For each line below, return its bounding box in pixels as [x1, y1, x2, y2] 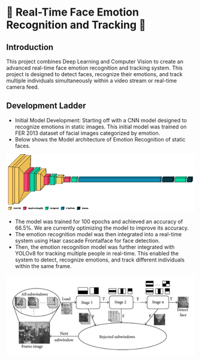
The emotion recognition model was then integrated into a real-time [14, 230, 182, 237]
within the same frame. [14, 262, 72, 269]
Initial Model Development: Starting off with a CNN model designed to [14, 116, 187, 124]
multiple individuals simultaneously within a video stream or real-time [6, 77, 177, 84]
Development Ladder [6, 101, 86, 111]
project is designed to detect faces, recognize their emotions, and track [6, 71, 183, 77]
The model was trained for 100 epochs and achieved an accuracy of [14, 218, 183, 225]
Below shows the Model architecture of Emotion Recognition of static [14, 136, 186, 143]
